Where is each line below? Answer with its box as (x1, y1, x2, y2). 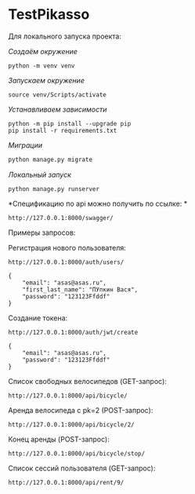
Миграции (8, 140, 43, 150)
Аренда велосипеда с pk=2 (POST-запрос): (8, 405, 153, 415)
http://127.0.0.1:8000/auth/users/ (8, 258, 125, 266)
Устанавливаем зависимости (8, 104, 107, 114)
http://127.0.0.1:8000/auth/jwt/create (8, 328, 139, 336)
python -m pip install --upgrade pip (8, 119, 132, 127)
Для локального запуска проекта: (8, 31, 121, 41)
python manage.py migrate (8, 156, 92, 163)
